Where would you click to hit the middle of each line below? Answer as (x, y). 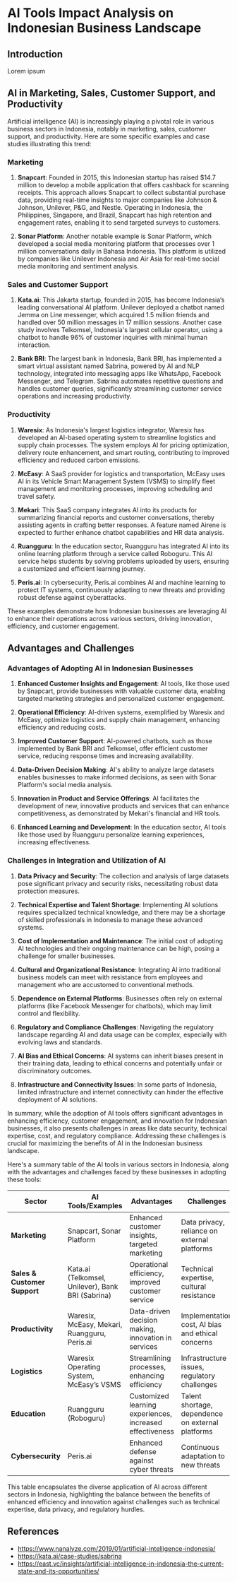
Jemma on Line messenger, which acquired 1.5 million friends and (113, 315)
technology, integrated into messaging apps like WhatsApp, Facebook (119, 374)
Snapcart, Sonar (94, 1231)
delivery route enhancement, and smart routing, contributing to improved (123, 452)
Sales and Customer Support (58, 285)
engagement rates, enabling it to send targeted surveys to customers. (119, 223)
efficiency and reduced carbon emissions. (79, 460)
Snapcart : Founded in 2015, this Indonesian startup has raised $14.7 (117, 177)
